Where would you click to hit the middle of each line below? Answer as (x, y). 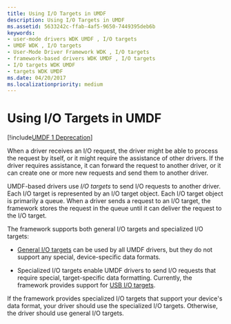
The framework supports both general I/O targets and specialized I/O (105, 229)
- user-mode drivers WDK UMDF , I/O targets (72, 39)
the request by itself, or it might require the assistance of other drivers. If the (115, 158)
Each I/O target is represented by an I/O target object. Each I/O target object (115, 193)
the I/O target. (27, 216)
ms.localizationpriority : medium (55, 84)
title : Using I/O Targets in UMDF (57, 13)
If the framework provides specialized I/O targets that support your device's (115, 298)
